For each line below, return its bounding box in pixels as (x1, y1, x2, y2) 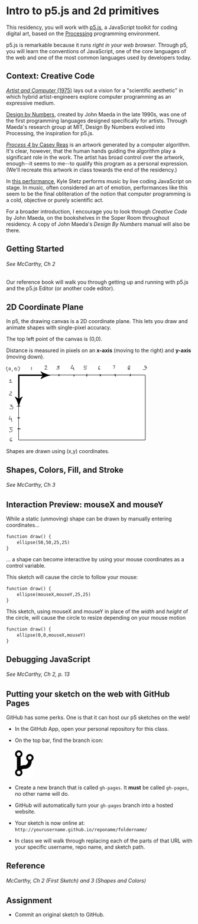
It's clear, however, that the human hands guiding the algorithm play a (6, 147, 176, 154)
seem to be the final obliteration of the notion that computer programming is (6, 190, 191, 197)
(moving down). (6, 353, 45, 360)
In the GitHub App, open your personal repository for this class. (14, 725, 170, 733)
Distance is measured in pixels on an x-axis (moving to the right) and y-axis (6, 347, 191, 354)
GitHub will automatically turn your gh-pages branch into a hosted (14, 802, 173, 809)
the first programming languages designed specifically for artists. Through (6, 117, 188, 124)
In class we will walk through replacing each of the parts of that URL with (14, 837, 193, 844)
